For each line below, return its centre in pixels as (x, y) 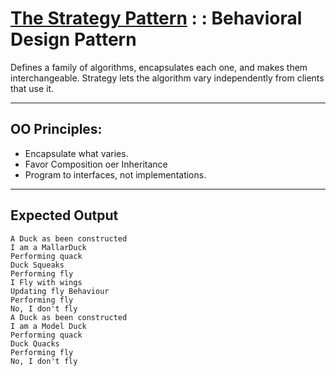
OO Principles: (56, 129)
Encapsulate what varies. (76, 153)
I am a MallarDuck (48, 247)
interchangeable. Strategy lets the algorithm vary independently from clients (167, 78)
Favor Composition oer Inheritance (96, 164)
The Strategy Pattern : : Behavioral (156, 18)
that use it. (32, 88)
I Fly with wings (46, 282)
